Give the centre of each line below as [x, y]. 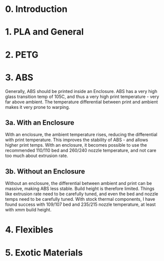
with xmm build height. [28, 210]
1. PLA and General [45, 32]
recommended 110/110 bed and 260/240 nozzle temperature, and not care [81, 151]
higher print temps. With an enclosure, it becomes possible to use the [76, 145]
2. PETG [22, 54]
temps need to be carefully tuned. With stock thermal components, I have [80, 199]
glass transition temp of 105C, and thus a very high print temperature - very [82, 96]
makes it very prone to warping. [38, 107]
